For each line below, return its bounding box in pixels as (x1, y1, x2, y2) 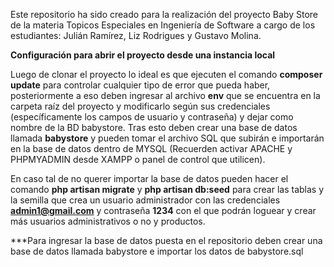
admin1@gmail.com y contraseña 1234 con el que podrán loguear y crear (10, 205, 317, 216)
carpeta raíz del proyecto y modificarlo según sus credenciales (10, 100, 271, 112)
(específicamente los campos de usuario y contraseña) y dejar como (10, 111, 294, 123)
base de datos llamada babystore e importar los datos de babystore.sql (10, 245, 304, 257)
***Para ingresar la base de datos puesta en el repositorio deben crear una (10, 235, 323, 246)
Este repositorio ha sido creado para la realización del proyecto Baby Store (10, 9, 318, 20)
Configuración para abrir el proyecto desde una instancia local (10, 49, 276, 61)
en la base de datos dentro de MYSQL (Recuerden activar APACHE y (10, 143, 293, 154)
